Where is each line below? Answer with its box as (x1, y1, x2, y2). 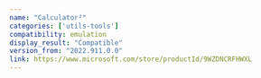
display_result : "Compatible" (9, 38, 124, 48)
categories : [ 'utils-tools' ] (9, 22, 119, 30)
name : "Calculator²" (9, 13, 88, 22)
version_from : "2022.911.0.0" (9, 47, 124, 56)
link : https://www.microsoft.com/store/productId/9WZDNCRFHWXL (9, 55, 253, 64)
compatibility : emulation (9, 30, 107, 39)
